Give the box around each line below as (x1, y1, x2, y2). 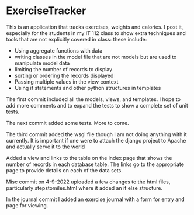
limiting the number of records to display (14, 65, 113, 72)
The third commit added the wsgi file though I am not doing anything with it (6, 130, 187, 138)
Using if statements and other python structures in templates (14, 84, 161, 91)
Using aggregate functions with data (14, 47, 103, 54)
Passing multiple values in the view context (14, 78, 119, 85)
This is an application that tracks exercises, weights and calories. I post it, (6, 23, 183, 30)
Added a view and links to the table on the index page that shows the (6, 154, 172, 161)
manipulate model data (14, 60, 70, 67)
